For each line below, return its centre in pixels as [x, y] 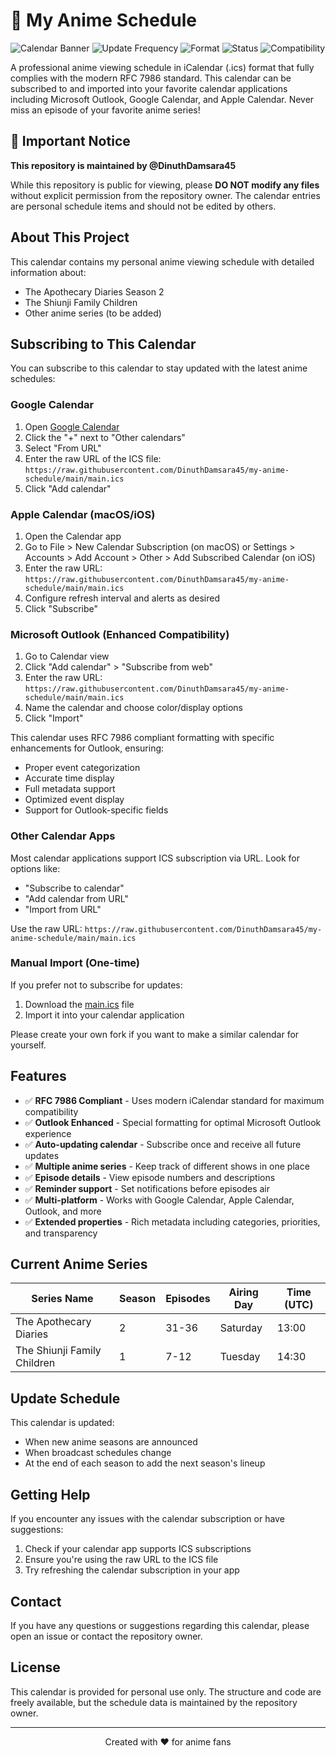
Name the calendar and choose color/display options [133, 708]
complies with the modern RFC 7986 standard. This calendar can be [151, 78]
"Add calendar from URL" [76, 898]
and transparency [61, 1233]
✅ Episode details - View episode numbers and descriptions [150, 1177]
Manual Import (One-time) [75, 963]
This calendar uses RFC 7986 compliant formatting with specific [142, 738]
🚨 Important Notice [70, 141]
